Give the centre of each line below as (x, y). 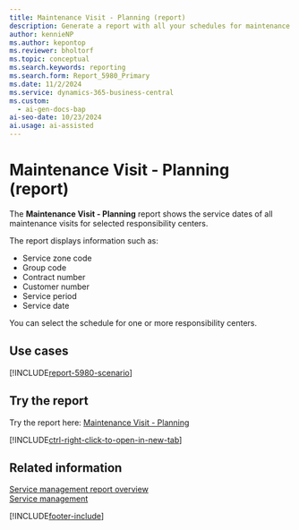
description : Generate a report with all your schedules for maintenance (150, 26)
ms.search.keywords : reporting (68, 68)
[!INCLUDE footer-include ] (57, 517)
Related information (66, 468)
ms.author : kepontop (48, 43)
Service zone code (57, 258)
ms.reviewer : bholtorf (51, 51)
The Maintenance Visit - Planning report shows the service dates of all (141, 214)
